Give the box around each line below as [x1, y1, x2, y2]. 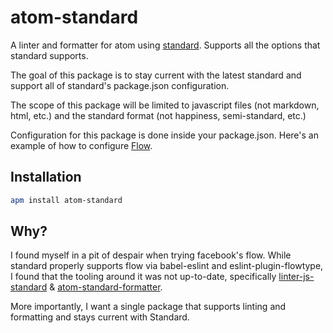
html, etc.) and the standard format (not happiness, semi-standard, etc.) [10, 109, 307, 121]
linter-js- [278, 271, 315, 283]
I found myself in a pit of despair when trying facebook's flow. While [10, 249, 292, 261]
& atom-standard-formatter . [49, 281, 163, 293]
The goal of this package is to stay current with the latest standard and [10, 69, 302, 81]
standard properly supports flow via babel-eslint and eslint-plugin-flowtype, [10, 260, 324, 272]
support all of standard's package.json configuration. [10, 79, 230, 91]
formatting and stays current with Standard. [10, 311, 190, 323]
